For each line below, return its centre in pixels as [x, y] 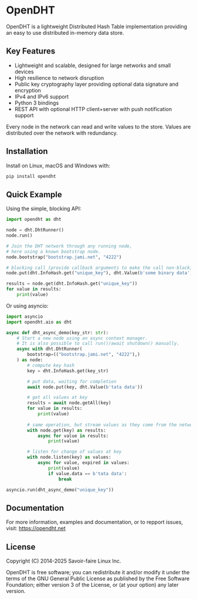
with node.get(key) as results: [67, 430]
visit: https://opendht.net [36, 529]
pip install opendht [31, 176]
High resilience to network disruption [59, 78]
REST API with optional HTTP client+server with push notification [93, 109]
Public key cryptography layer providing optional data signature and [96, 84]
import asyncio [25, 317]
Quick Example [34, 194]
